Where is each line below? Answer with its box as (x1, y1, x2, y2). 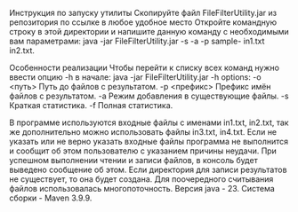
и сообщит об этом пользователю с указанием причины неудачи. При (9, 145, 278, 156)
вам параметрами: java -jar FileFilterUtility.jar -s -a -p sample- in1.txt (9, 35, 265, 46)
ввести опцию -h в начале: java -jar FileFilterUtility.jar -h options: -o (9, 72, 262, 82)
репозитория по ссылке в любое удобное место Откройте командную (9, 17, 278, 27)
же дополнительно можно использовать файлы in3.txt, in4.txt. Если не (9, 127, 278, 137)
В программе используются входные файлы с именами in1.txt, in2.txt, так (9, 117, 289, 128)
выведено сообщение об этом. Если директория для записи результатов (9, 164, 287, 175)
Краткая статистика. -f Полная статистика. (9, 100, 173, 110)
